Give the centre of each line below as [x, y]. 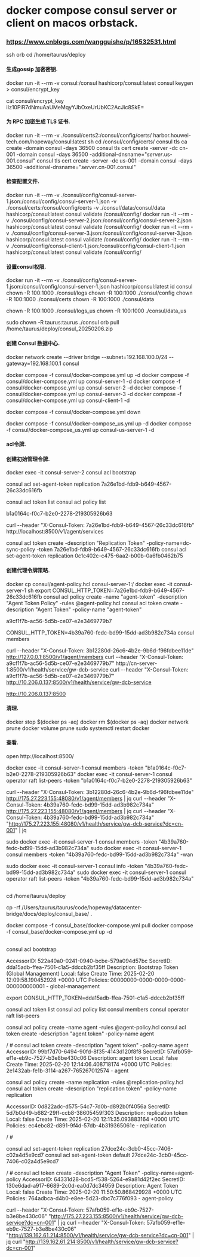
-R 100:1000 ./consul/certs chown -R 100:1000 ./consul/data [80, 299]
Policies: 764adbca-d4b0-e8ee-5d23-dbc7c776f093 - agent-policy [90, 1198]
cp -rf [13, 908]
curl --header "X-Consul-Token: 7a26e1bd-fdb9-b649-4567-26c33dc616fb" [100, 525]
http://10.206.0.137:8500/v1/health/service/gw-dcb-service [79, 682]
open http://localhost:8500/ [40, 756]
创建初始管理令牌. [28, 459]
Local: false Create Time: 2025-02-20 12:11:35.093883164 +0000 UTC [93, 1119]
